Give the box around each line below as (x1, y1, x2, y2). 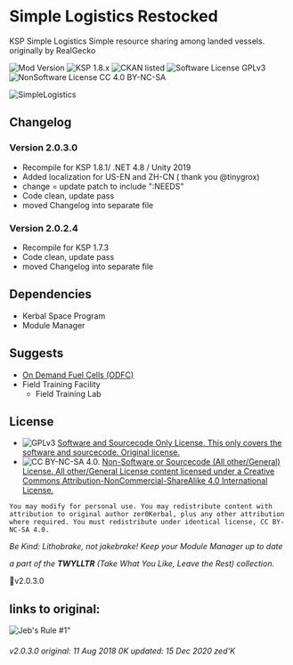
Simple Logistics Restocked (9, 6, 218, 27)
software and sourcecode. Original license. (21, 447, 181, 458)
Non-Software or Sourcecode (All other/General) (102, 457, 281, 467)
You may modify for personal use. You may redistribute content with (9, 502, 273, 511)
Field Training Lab (35, 388, 102, 399)
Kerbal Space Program (21, 310, 106, 321)
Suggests (9, 345, 64, 361)
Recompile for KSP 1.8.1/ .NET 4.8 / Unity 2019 (21, 162, 191, 173)
